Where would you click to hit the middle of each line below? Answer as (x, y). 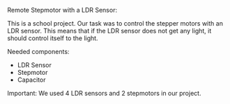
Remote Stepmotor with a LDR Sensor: (62, 10)
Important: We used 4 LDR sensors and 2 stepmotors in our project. (104, 93)
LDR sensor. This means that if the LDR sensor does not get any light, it (109, 31)
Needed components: (38, 52)
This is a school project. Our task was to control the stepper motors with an (115, 23)
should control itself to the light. (53, 38)
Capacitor (31, 80)
